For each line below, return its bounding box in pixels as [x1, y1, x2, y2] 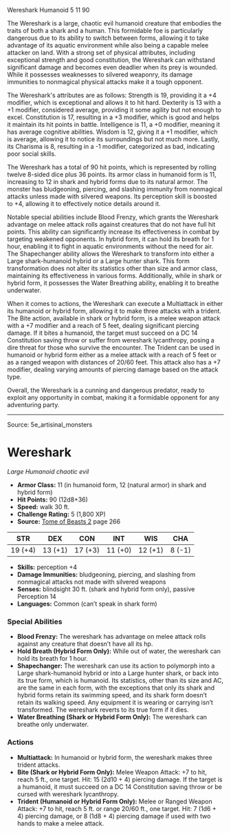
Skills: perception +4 [16, 563, 78, 571]
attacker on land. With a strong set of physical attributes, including [7, 48, 196, 56]
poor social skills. [7, 150, 56, 158]
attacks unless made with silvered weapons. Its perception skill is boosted [7, 192, 217, 200]
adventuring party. [7, 401, 60, 409]
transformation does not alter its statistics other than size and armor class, [7, 265, 218, 272]
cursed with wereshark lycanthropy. [16, 790, 119, 798]
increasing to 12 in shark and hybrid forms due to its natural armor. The [7, 178, 208, 185]
